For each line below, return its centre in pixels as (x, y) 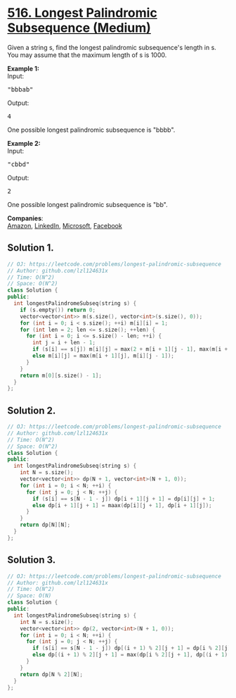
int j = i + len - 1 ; (64, 343)
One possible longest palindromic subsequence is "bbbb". (91, 130)
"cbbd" (19, 164)
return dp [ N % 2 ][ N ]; (51, 674)
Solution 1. (31, 248)
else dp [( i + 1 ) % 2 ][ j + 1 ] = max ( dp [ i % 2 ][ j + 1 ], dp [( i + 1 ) (130, 655)
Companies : (25, 218)
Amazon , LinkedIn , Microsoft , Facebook (65, 225)
